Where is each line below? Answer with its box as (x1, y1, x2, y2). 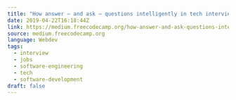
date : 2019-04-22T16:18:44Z (7, 17, 90, 24)
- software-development (13, 75, 83, 83)
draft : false (7, 82, 46, 89)
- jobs (13, 56, 33, 63)
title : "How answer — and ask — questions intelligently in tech (7, 10, 202, 18)
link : (7, 23, 23, 30)
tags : (7, 43, 23, 50)
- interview (13, 50, 49, 57)
